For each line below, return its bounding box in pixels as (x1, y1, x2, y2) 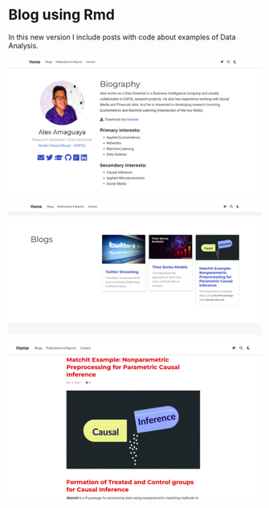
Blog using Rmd (8, 6, 115, 24)
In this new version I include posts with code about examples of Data (8, 32, 236, 42)
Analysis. (8, 40, 39, 50)
